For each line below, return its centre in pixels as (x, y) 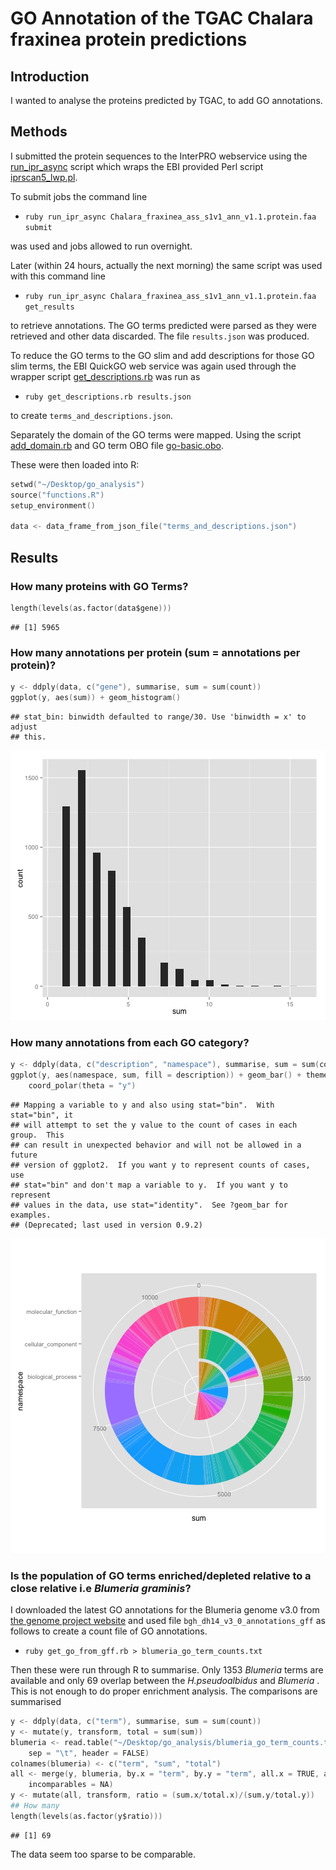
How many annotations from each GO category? (130, 1042)
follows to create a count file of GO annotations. (109, 1631)
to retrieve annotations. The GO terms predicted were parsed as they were (163, 325)
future (24, 1155)
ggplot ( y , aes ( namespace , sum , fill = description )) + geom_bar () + (156, 1075)
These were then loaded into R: (75, 464)
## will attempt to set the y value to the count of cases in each (154, 1125)
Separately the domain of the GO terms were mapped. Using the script (156, 434)
